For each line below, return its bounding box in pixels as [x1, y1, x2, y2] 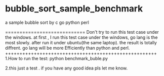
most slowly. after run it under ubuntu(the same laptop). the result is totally [5, 39, 157, 45]
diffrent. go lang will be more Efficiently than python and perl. [5, 45, 130, 51]
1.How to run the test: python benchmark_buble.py [5, 55, 108, 61]
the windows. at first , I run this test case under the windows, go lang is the [5, 34, 158, 40]
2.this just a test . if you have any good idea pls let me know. [5, 65, 128, 71]
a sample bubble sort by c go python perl [5, 19, 89, 25]
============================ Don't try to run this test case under [5, 29, 159, 35]
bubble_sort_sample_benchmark [5, 3, 143, 14]
